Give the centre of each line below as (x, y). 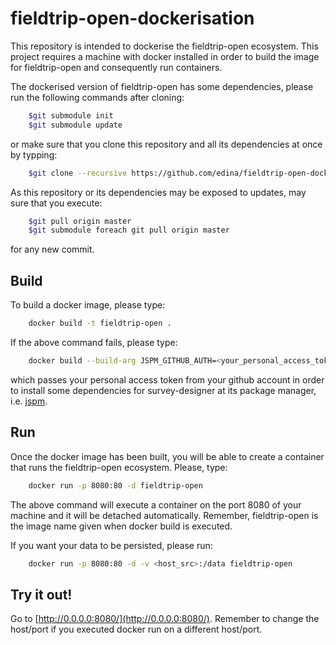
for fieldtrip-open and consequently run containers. (116, 67)
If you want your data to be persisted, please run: (111, 545)
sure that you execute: (56, 203)
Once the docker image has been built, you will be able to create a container (167, 456)
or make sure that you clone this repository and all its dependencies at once (166, 144)
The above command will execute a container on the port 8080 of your (156, 504)
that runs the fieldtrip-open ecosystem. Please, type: (119, 467)
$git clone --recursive (78, 173)
